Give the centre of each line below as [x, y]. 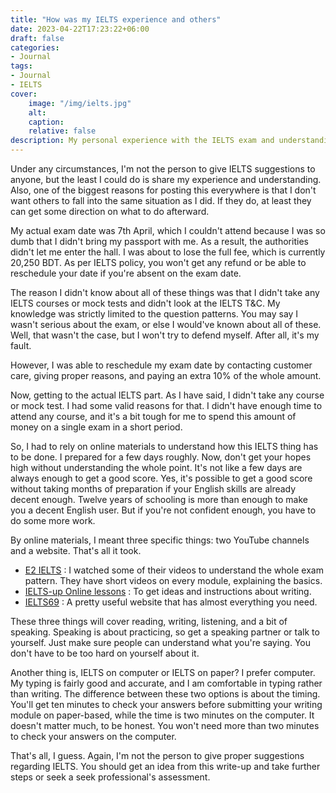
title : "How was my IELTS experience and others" [116, 19]
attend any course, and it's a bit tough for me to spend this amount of [153, 416]
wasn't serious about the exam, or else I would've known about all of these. [166, 324]
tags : [21, 66]
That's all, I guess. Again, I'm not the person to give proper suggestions [157, 755]
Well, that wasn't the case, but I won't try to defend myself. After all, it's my [165, 335]
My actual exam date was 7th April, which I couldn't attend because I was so [168, 230]
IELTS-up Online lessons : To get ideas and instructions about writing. [168, 591]
